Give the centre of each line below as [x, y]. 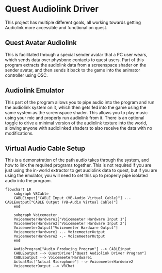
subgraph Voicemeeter [35, 215]
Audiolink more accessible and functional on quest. [56, 27]
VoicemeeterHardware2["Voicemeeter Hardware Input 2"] [70, 224]
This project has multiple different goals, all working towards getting [73, 22]
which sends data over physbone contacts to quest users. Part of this [74, 60]
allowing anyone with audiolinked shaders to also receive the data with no [79, 128]
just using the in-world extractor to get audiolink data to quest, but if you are [81, 171]
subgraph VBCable [31, 194]
